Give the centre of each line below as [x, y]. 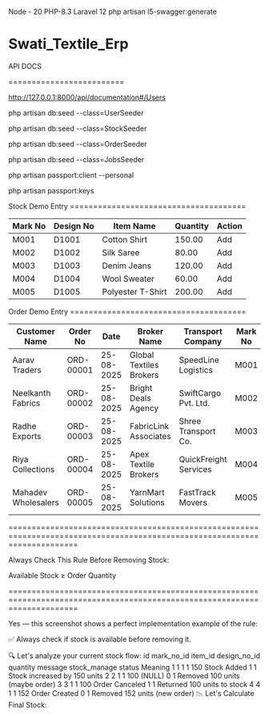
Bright [141, 388]
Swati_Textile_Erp [68, 44]
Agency [144, 408]
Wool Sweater [128, 279]
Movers [193, 502]
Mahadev [30, 492]
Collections [34, 469]
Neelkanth [32, 393]
